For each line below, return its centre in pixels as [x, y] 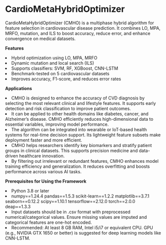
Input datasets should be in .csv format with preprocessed [71, 212]
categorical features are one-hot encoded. [49, 222]
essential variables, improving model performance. [57, 124]
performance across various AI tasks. [43, 171]
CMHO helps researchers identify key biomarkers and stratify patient [82, 145]
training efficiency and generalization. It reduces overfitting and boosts [78, 166]
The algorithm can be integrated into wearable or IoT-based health [79, 129]
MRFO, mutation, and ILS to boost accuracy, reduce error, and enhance [78, 33]
